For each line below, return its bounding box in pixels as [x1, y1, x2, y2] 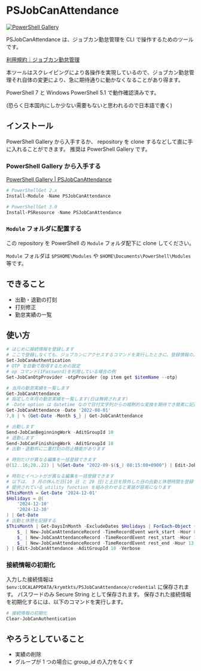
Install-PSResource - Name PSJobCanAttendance [6, 209, 121, 216]
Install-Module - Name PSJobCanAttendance [6, 193, 111, 199]
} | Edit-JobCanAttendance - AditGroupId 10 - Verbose [6, 546, 141, 552]
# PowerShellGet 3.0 [6, 204, 58, 210]
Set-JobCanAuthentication [6, 358, 71, 364]
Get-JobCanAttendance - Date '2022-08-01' [6, 407, 111, 413]
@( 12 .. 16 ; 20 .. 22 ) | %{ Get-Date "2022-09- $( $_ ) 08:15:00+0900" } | [6, 463, 173, 469]
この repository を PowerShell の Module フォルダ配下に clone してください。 [6, 239, 194, 246]
